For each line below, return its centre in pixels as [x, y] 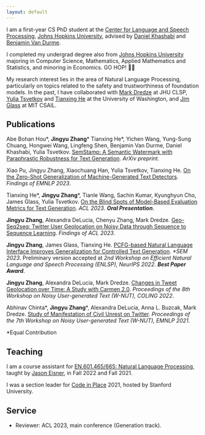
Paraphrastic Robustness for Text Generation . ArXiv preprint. [83, 158]
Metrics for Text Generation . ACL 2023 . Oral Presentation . [80, 208]
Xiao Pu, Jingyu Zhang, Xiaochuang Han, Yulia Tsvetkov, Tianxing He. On [99, 170]
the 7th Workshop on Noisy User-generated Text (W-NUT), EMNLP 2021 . [98, 321]
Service [21, 411]
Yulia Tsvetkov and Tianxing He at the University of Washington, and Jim [98, 99]
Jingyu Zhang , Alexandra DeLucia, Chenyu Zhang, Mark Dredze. [88, 220]
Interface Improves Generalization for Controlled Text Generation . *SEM [97, 251]
